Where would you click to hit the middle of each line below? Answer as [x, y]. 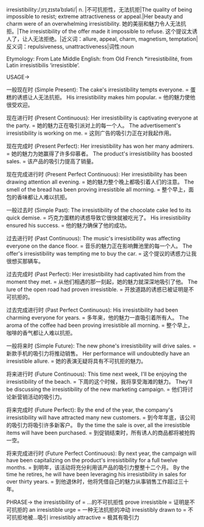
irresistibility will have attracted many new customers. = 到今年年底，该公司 [101, 418]
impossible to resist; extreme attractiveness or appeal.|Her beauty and [95, 16]
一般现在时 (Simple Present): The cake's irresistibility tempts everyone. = [98, 90]
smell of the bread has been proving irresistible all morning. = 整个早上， [97, 189]
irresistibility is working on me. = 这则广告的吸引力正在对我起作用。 [90, 133]
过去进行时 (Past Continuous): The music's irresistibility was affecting [93, 238]
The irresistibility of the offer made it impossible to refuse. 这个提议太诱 [108, 31]
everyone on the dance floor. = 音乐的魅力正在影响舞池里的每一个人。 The [100, 246]
